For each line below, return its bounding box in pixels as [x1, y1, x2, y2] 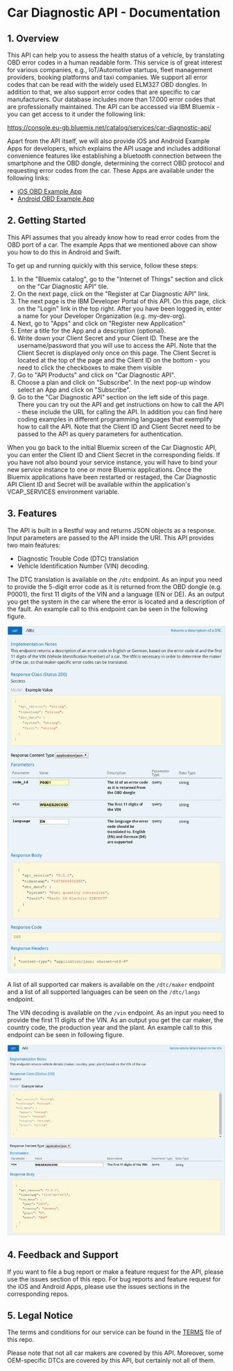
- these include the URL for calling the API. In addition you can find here [17, 408, 223, 416]
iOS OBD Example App [17, 188, 82, 195]
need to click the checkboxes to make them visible [17, 363, 162, 372]
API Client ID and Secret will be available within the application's [7, 480, 191, 488]
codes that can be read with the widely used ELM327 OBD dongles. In [7, 81, 207, 88]
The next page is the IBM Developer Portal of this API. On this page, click [17, 297, 226, 305]
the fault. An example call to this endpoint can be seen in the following [7, 604, 208, 613]
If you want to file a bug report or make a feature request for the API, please [7, 1268, 224, 1276]
